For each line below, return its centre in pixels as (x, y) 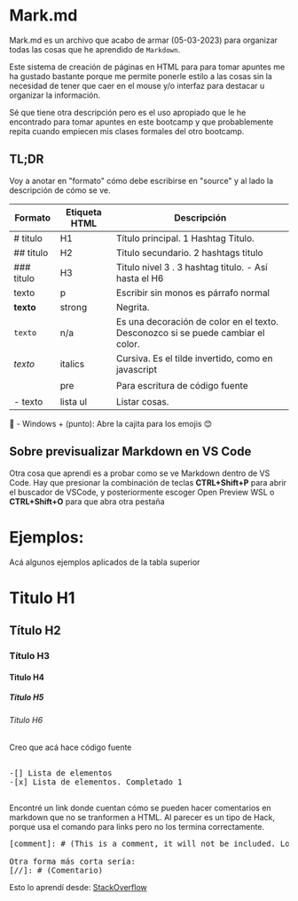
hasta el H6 (140, 278)
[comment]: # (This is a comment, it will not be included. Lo (149, 844)
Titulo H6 (26, 720)
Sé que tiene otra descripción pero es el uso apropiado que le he (128, 112)
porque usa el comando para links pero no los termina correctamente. (137, 827)
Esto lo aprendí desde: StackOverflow (78, 888)
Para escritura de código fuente (182, 385)
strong (73, 307)
